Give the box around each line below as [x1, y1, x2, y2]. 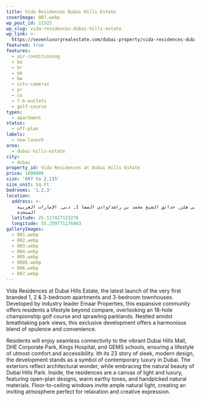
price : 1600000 [6, 170, 44, 177]
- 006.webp [11, 265, 39, 272]
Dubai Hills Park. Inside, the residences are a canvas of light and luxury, [6, 369, 183, 376]
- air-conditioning [11, 53, 60, 59]
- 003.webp [11, 243, 39, 249]
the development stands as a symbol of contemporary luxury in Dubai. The [6, 356, 191, 363]
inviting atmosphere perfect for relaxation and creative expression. [6, 388, 170, 395]
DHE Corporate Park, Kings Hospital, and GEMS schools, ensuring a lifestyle [6, 343, 194, 351]
